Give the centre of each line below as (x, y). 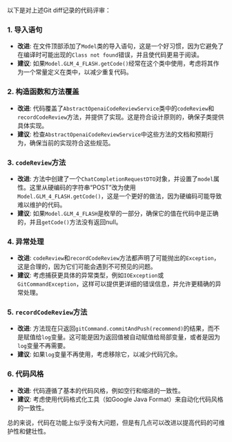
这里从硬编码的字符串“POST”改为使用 (83, 187)
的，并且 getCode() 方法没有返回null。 (69, 222)
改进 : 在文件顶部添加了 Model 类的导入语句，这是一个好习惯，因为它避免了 (120, 46)
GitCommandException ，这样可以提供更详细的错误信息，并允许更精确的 (116, 284)
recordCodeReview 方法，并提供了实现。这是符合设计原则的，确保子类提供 (120, 117)
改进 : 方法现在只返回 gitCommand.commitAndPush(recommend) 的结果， (113, 329)
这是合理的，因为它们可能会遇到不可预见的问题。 (87, 267)
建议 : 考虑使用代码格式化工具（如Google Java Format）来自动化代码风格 (120, 399)
